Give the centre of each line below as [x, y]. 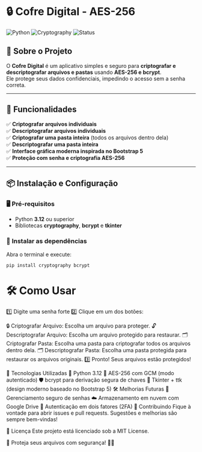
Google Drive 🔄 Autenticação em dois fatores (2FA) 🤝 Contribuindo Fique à [99, 407]
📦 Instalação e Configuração [62, 183]
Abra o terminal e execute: [39, 254]
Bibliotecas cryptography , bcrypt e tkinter [68, 225]
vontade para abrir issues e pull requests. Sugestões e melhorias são [92, 413]
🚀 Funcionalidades [41, 110]
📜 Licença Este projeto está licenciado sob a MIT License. [78, 431]
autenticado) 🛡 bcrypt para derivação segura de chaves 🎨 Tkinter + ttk [94, 380]
